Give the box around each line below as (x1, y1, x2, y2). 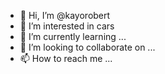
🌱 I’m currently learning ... (19, 31, 127, 42)
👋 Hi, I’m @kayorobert (19, 10, 111, 21)
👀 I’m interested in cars (19, 20, 115, 32)
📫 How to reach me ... (19, 53, 113, 64)
